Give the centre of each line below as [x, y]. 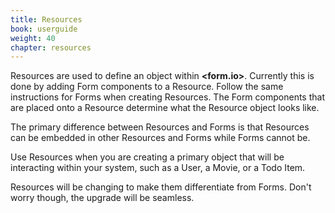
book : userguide [44, 29]
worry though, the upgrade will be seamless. [102, 198]
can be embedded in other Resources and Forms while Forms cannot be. [160, 138]
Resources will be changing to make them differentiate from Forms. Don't [161, 187]
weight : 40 [33, 38]
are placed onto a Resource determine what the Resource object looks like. [165, 108]
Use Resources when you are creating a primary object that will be [147, 157]
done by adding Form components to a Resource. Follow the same [147, 87]
